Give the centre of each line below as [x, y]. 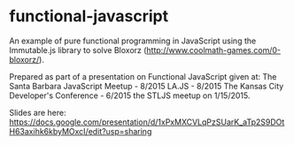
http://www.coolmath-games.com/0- [213, 50]
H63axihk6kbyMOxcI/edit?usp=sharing [81, 131]
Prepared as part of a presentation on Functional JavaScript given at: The [143, 76]
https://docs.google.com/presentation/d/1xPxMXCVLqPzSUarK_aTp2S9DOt [147, 122]
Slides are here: [38, 112]
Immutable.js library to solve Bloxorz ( [78, 50]
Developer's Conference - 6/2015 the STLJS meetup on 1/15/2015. [130, 95]
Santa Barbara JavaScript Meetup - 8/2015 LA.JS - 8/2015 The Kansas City [147, 86]
